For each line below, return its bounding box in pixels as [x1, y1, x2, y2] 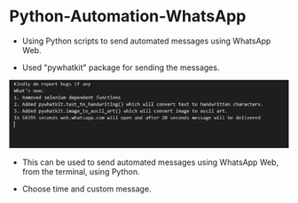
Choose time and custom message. [21, 183, 153, 194]
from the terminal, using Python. [21, 167, 140, 177]
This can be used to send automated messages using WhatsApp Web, [21, 157, 279, 168]
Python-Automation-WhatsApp [9, 6, 247, 27]
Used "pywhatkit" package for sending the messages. [21, 62, 220, 73]
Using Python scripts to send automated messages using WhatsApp [21, 35, 271, 46]
